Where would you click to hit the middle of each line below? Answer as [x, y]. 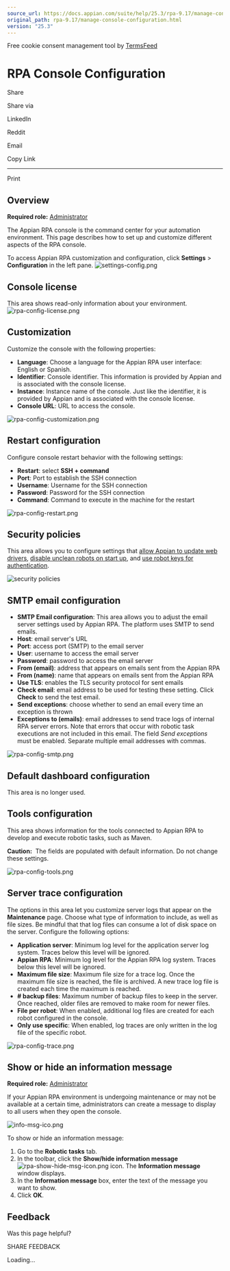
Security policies [44, 534]
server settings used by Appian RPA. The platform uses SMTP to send [115, 625]
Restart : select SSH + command [63, 470]
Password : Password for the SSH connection [81, 492]
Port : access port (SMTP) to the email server [80, 646]
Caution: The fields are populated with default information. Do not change [113, 851]
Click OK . [30, 1196]
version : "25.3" [30, 26]
